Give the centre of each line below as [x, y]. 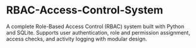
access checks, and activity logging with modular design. [77, 39]
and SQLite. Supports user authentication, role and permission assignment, [98, 32]
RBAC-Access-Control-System [85, 10]
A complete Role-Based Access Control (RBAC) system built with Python [95, 26]
